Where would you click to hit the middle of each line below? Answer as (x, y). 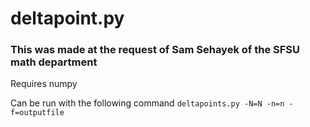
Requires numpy (44, 84)
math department (54, 62)
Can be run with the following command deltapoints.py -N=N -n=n (147, 103)
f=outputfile (37, 113)
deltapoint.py (67, 18)
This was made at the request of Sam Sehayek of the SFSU (155, 50)
